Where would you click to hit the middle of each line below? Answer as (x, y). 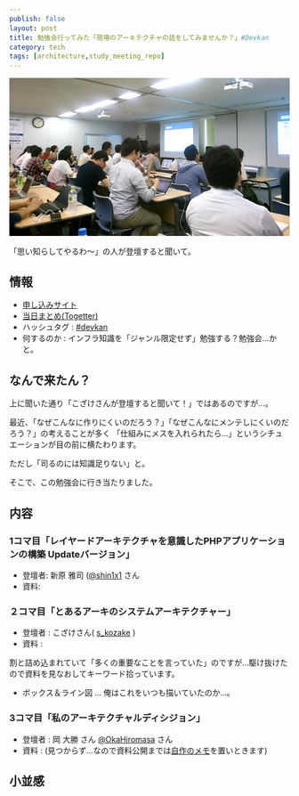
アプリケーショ (254, 540)
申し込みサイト (49, 305)
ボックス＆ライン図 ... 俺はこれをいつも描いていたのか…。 (129, 693)
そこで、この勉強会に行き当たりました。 (83, 483)
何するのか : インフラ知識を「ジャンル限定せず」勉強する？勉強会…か (149, 338)
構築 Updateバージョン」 (81, 554)
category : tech (37, 47)
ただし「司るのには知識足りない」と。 (79, 464)
